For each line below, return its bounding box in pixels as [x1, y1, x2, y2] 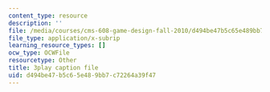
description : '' [8, 19, 63, 27]
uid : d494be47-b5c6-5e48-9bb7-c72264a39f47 [8, 71, 157, 79]
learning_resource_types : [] [8, 42, 106, 50]
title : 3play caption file [8, 64, 99, 72]
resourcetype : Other [8, 57, 78, 65]
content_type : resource [8, 11, 88, 20]
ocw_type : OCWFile [8, 49, 70, 57]
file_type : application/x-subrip [8, 34, 121, 42]
